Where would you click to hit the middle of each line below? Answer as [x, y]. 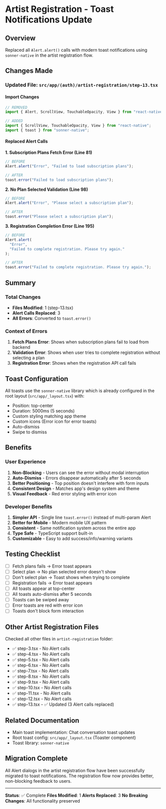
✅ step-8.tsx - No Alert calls [41, 676]
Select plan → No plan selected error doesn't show [64, 571]
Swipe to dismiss [29, 432]
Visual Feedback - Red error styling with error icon [64, 493]
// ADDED [14, 121]
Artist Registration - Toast [60, 9]
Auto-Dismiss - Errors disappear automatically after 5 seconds [77, 478]
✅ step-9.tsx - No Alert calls [41, 682]
